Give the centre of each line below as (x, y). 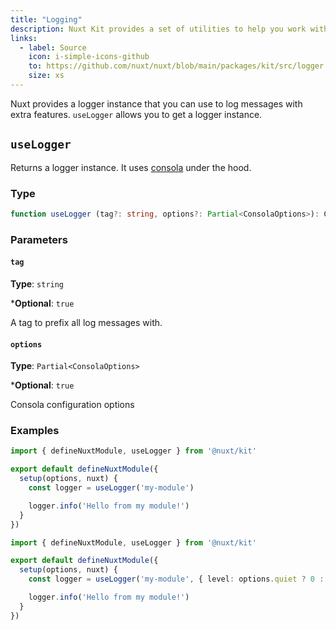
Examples (35, 431)
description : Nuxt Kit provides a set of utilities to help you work (158, 29)
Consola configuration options (72, 405)
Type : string (37, 283)
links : (24, 38)
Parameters (39, 239)
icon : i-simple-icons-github (89, 57)
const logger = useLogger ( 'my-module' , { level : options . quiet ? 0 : (176, 579)
